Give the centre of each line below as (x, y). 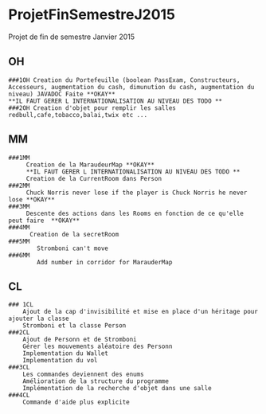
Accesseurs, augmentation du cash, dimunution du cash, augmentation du (131, 87)
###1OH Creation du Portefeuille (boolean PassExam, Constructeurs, (124, 80)
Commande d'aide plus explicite (76, 402)
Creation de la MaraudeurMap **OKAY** (90, 165)
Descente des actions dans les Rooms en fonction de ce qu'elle (135, 213)
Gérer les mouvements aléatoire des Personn (98, 347)
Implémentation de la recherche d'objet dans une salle (117, 389)
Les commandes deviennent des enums (84, 375)
